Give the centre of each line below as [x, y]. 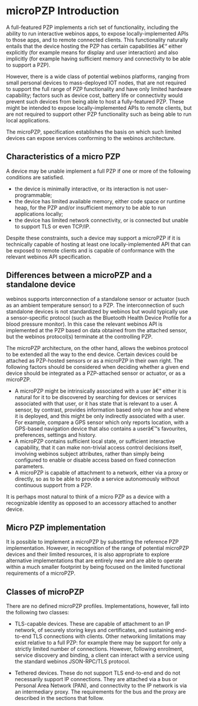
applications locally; [39, 213]
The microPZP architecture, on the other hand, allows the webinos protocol [97, 348]
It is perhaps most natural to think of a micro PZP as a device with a [88, 496]
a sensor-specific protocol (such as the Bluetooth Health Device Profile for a [99, 318]
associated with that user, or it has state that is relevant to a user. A [96, 403]
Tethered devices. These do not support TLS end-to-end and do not [98, 673]
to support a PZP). [28, 65]
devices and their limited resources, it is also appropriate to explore [88, 555]
